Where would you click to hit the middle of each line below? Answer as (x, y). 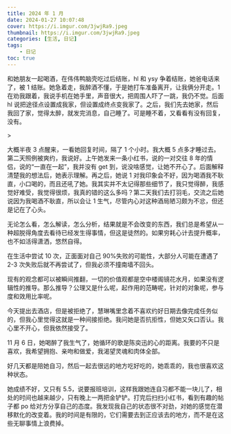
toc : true (21, 58)
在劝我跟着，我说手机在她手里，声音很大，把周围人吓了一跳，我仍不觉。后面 (115, 95)
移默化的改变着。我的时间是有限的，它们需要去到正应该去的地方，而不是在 (112, 414)
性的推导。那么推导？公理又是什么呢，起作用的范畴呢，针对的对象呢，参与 (118, 287)
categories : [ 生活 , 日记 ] (42, 39)
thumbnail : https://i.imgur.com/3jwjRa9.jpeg (73, 33)
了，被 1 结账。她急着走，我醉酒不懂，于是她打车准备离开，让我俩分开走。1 (114, 87)
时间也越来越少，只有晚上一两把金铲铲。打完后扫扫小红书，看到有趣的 (118, 397)
